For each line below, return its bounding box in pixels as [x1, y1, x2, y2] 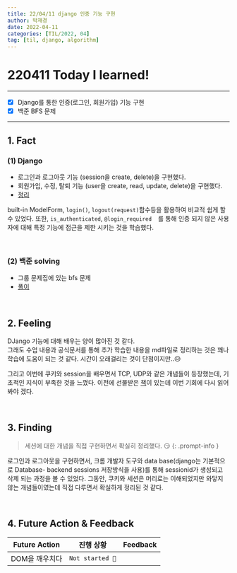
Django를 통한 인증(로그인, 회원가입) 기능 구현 [17, 98, 145, 107]
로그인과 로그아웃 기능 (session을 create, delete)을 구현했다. [17, 173, 186, 181]
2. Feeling [7, 317, 51, 329]
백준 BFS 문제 [17, 107, 56, 115]
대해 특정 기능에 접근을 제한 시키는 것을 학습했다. [20, 223, 154, 231]
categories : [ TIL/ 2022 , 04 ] [7, 30, 90, 37]
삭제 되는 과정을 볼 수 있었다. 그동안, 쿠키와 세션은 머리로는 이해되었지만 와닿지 [7, 474, 224, 482]
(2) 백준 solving [7, 256, 61, 266]
